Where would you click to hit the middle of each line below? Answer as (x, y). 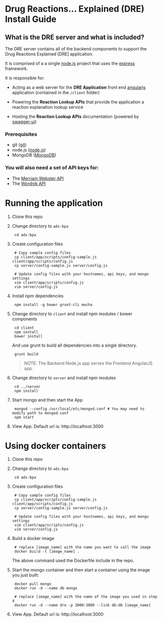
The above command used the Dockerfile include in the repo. (73, 561)
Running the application (54, 203)
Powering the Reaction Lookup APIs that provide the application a (78, 102)
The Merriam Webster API (38, 178)
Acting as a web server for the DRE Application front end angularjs (79, 87)
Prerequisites (21, 134)
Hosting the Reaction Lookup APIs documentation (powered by (75, 117)
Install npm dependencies (38, 296)
